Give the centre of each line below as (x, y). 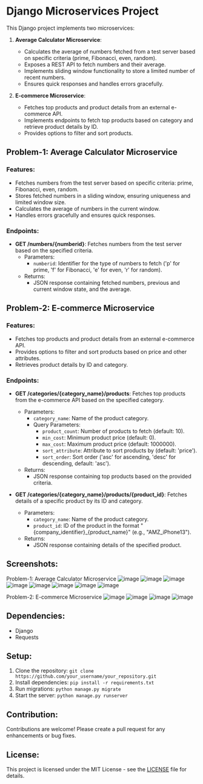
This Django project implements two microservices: (71, 28)
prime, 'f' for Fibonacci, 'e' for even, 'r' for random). (98, 270)
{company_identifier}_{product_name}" (82, 532)
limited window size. (41, 202)
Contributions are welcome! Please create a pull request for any (86, 729)
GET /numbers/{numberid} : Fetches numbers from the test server (98, 244)
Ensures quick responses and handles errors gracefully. (94, 84)
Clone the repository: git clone (54, 671)
